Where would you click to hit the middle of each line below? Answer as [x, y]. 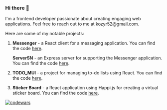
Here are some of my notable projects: [45, 34]
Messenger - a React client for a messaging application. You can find [84, 43]
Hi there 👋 [17, 8]
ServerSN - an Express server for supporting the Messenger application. [87, 58]
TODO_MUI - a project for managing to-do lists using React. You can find [87, 73]
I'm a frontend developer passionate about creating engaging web [73, 19]
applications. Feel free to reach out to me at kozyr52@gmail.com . [72, 24]
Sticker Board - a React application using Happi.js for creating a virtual [85, 88]
